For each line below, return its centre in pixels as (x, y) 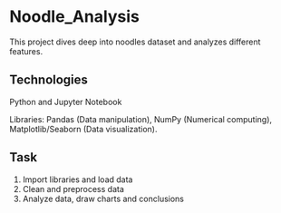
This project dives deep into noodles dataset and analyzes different (135, 42)
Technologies (49, 80)
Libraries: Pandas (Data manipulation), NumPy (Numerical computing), (141, 119)
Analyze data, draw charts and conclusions (103, 198)
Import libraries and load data (78, 179)
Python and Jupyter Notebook (66, 102)
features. (26, 51)
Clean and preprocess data (73, 189)
